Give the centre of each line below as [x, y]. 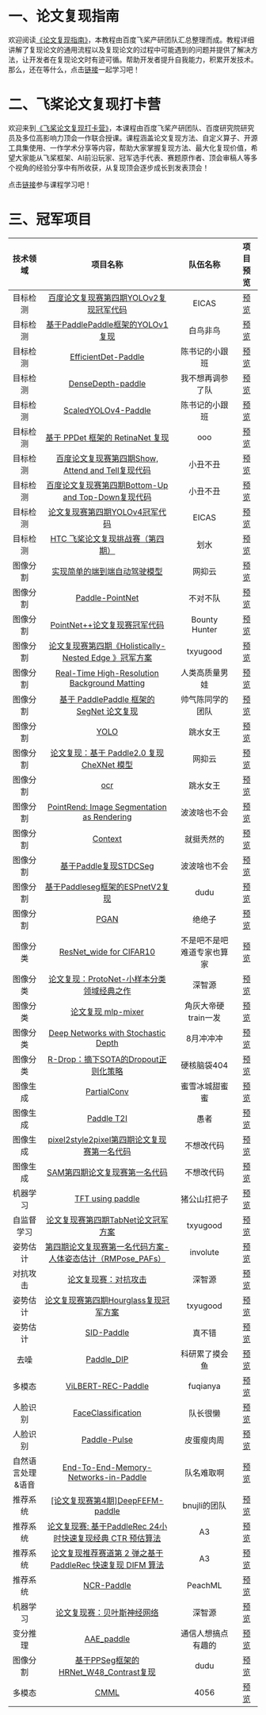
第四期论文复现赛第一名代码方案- [107, 1246]
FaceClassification [107, 1413]
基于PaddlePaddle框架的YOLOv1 [107, 324]
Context [107, 838]
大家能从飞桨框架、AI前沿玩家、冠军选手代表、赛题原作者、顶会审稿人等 [133, 157]
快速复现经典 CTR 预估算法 [111, 1538]
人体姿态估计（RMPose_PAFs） [107, 1258]
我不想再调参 [205, 378]
